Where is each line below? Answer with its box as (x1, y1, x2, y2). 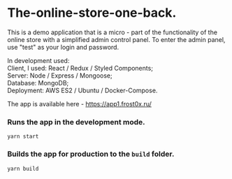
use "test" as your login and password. (7, 43, 119, 51)
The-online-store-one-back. (7, 5, 177, 21)
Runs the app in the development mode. (7, 117, 145, 127)
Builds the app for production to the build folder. (7, 149, 175, 159)
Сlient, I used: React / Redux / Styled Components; (7, 64, 154, 72)
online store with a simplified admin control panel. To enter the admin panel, (7, 35, 226, 43)
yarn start (7, 133, 39, 141)
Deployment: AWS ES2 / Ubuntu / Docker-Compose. (7, 86, 158, 94)
